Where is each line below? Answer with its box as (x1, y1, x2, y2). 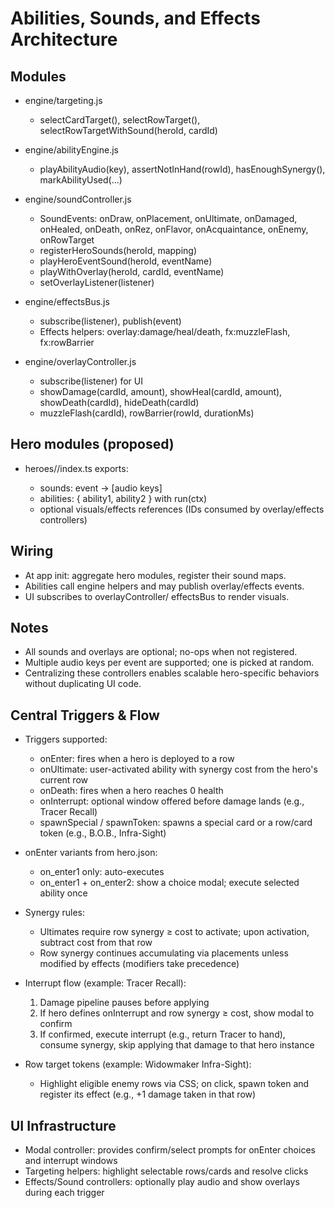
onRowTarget (39, 234, 95, 246)
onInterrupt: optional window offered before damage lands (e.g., (39, 795, 305, 807)
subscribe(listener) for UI (39, 375, 143, 387)
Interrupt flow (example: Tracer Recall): (24, 977, 187, 989)
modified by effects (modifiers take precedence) (39, 958, 240, 970)
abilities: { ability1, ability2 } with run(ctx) (39, 492, 208, 504)
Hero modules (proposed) (10, 436, 175, 453)
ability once (39, 887, 88, 899)
